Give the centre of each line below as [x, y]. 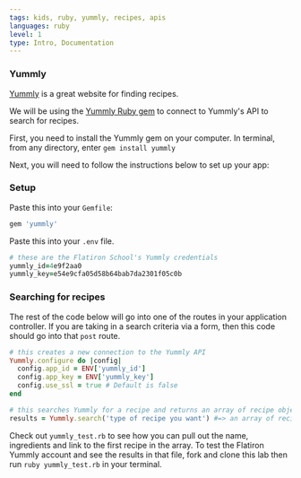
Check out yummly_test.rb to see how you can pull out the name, [129, 435]
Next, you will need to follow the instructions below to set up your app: [139, 165]
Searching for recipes [57, 297]
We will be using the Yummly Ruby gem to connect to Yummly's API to [139, 111]
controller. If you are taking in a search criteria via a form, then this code [142, 326]
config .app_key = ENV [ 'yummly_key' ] [86, 378]
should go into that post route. [65, 335]
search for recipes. [44, 120]
